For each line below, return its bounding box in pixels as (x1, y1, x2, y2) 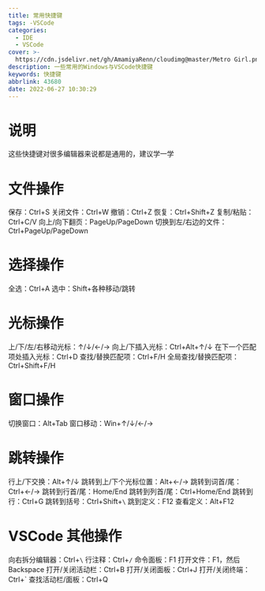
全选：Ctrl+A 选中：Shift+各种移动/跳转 (8, 284, 136, 293)
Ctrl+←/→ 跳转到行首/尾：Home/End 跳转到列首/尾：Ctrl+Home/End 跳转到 (8, 487, 254, 496)
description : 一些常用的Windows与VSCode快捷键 (8, 63, 154, 71)
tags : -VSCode (8, 19, 55, 27)
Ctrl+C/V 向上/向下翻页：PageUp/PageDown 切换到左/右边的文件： (8, 217, 227, 227)
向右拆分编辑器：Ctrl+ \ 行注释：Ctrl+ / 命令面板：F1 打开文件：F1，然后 (8, 555, 241, 564)
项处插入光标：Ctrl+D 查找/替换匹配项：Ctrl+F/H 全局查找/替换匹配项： (8, 352, 239, 362)
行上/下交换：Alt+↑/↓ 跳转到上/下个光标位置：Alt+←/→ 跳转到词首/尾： (8, 477, 242, 486)
